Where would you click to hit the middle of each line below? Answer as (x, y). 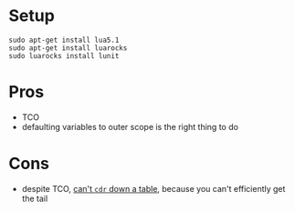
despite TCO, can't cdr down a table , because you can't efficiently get (153, 188)
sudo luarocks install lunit (64, 55)
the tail (35, 198)
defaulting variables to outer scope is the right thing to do (130, 126)
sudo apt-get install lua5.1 (64, 40)
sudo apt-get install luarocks (68, 48)
